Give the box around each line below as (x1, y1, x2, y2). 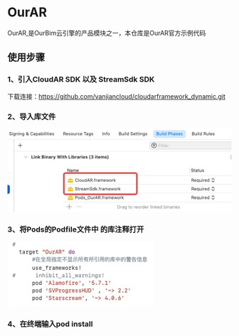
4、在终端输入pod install (7, 319, 93, 329)
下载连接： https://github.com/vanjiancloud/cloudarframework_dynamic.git (7, 92, 225, 100)
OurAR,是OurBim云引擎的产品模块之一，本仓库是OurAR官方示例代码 (7, 28, 206, 37)
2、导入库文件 (7, 112, 56, 121)
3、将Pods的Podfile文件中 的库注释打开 (7, 224, 144, 234)
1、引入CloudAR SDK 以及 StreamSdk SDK (7, 75, 155, 85)
